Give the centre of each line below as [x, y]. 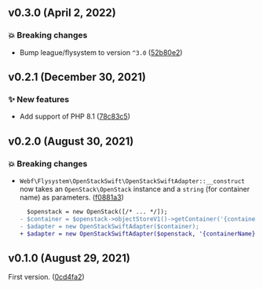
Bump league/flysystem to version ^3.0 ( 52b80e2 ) [101, 52]
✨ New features [39, 99]
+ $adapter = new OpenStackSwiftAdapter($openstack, [108, 234]
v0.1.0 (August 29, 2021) [69, 258]
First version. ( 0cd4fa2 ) [46, 277]
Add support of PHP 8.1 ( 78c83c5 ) [75, 116]
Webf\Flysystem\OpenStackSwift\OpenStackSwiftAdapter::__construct [132, 181]
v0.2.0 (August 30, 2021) [71, 141]
